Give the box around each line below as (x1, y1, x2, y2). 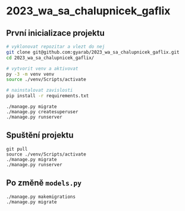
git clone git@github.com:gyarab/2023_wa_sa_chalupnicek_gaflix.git (6, 49, 180, 55)
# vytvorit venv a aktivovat (6, 66, 79, 72)
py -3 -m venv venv (6, 71, 55, 77)
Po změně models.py (6, 178, 82, 188)
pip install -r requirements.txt (6, 93, 89, 99)
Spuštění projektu (6, 130, 74, 141)
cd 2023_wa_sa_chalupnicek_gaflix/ (6, 55, 95, 61)
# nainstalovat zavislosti (6, 88, 73, 94)
